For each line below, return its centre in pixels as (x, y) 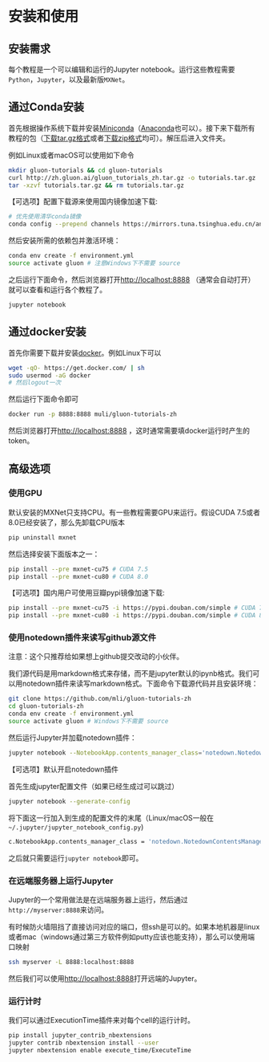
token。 (21, 441)
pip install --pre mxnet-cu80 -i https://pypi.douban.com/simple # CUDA (132, 616)
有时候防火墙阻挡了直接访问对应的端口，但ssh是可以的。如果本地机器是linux (134, 926)
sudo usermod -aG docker (50, 375)
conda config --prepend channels (64, 224)
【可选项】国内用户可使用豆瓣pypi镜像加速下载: (87, 593)
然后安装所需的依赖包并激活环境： (64, 241)
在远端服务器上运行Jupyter (61, 881)
